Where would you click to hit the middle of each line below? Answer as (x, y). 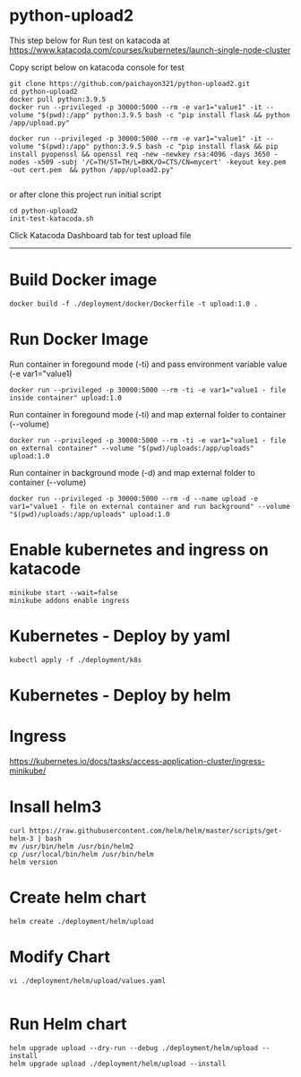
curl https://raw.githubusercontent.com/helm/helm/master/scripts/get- (146, 831)
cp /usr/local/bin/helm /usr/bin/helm (82, 854)
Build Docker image (83, 280)
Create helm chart (78, 897)
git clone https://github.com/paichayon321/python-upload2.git (130, 83)
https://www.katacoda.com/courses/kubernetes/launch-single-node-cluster (150, 49)
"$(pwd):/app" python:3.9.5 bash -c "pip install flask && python (164, 115)
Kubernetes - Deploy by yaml (120, 636)
